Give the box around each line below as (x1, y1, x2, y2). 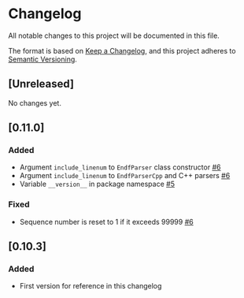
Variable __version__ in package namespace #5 (19, 179, 176, 189)
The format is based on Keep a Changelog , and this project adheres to (8, 46, 236, 55)
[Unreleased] (8, 77, 75, 91)
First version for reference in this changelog (19, 281, 162, 291)
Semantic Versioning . (8, 54, 77, 64)
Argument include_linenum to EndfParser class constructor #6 (19, 162, 221, 172)
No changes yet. (8, 98, 61, 107)
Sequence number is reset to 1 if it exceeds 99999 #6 (19, 217, 194, 226)
